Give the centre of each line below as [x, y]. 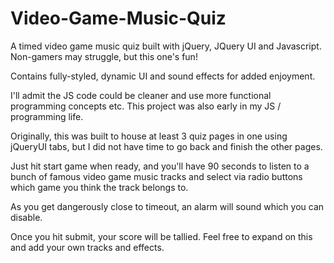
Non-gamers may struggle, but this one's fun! [104, 56]
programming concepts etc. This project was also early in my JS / [146, 106]
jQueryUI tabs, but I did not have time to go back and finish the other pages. [166, 146]
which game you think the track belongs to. [99, 187]
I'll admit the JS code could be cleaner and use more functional [141, 95]
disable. [26, 217]
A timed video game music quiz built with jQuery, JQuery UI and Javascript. [166, 46]
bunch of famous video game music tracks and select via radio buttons [156, 176]
